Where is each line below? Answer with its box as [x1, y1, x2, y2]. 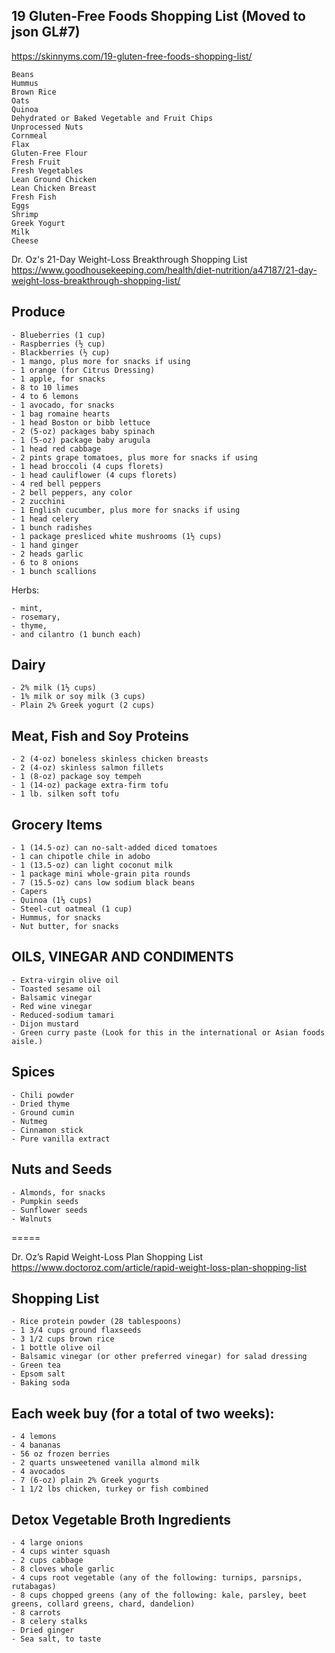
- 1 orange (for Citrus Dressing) [11, 365, 156, 375]
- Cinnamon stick [11, 1125, 84, 1135]
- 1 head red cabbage [11, 444, 102, 454]
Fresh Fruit [11, 157, 61, 167]
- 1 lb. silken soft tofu [11, 789, 119, 799]
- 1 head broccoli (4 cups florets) [11, 461, 164, 471]
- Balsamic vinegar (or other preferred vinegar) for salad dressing [11, 1352, 308, 1362]
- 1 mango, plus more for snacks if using [11, 356, 191, 366]
